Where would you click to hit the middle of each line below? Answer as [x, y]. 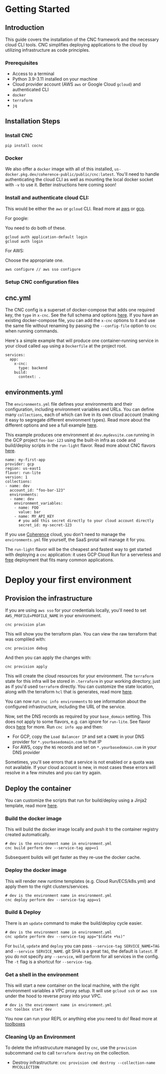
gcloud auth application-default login [46, 237]
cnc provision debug [27, 648]
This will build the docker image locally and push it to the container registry [82, 829]
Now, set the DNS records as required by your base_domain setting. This [78, 716]
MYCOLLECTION [26, 1068]
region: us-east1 [23, 469]
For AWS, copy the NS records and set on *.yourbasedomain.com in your [84, 747]
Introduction [25, 28]
